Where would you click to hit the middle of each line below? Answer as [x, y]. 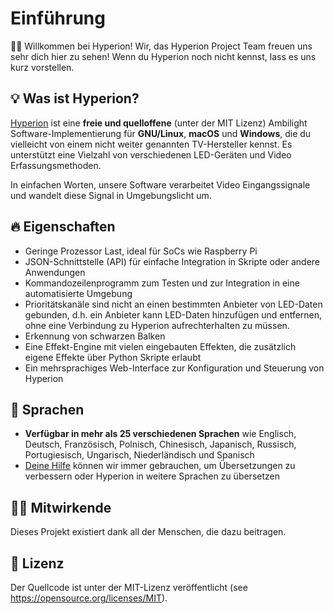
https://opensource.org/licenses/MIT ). [89, 598]
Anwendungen [55, 272]
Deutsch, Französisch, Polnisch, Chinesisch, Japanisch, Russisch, [160, 444]
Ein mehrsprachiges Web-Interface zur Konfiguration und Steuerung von [174, 368]
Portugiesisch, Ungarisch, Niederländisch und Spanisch [139, 455]
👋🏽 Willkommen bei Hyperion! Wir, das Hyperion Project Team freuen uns [161, 46]
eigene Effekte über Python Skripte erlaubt [113, 357]
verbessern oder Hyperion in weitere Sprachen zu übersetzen [152, 476]
